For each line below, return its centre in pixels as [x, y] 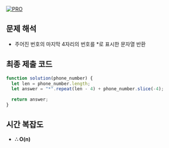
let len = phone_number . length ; [51, 84]
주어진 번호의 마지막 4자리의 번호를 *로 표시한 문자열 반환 [80, 44]
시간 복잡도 [25, 125]
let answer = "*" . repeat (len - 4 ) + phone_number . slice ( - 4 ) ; [88, 89]
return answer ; [30, 99]
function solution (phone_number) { [50, 78]
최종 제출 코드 [29, 64]
